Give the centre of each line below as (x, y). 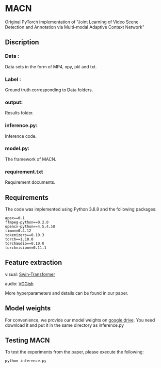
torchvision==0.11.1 (26, 248)
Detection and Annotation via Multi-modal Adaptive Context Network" (75, 27)
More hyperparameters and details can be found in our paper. (67, 293)
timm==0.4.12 (18, 231)
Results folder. (19, 113)
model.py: (17, 148)
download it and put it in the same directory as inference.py (64, 325)
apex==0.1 (15, 218)
